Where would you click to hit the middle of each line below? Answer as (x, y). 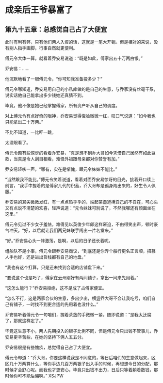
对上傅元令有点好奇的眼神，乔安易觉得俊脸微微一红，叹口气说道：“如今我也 (81, 116)
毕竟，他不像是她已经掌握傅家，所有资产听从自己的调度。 (62, 105)
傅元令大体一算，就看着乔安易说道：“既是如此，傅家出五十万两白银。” (74, 58)
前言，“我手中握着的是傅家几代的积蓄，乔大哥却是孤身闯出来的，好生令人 (78, 185)
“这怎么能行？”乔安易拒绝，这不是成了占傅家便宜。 (56, 288)
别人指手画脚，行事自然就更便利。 (43, 48)
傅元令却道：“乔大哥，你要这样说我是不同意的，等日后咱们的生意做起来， (78, 358)
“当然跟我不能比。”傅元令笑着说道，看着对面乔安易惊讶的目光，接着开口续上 (80, 179)
